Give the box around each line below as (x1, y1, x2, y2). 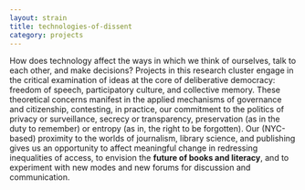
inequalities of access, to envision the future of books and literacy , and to (9, 153, 289, 164)
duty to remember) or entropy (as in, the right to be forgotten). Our (9, 123, 260, 134)
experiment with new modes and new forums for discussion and (9, 162, 251, 174)
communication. (9, 172, 70, 183)
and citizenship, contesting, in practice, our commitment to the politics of (9, 104, 285, 115)
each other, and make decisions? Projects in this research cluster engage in (9, 65, 294, 76)
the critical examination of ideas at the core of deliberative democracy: (9, 75, 276, 86)
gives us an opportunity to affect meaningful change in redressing (9, 142, 258, 153)
